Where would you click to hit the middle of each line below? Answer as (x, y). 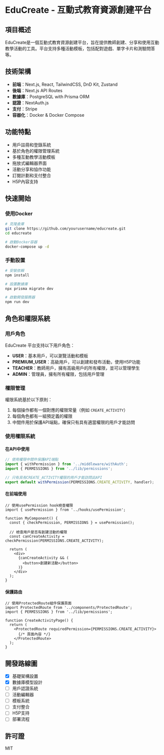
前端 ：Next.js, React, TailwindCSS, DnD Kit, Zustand (65, 84)
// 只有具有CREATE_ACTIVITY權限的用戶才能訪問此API (54, 477)
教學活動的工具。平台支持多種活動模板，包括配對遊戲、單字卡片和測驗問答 (80, 49)
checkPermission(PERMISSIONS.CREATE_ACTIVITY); (55, 541)
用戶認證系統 (25, 689)
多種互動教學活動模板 (34, 157)
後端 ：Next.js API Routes (37, 90)
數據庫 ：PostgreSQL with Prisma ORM (51, 97)
